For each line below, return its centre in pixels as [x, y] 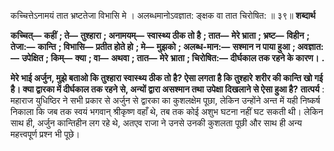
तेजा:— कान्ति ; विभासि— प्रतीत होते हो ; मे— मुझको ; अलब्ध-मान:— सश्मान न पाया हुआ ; [153, 46]
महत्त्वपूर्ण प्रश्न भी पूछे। [45, 134]
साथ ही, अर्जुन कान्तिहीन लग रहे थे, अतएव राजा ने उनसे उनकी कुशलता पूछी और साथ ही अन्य [156, 123]
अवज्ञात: [310, 46]
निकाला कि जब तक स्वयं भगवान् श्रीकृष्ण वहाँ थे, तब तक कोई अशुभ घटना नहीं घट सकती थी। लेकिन [167, 111]
